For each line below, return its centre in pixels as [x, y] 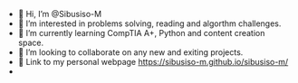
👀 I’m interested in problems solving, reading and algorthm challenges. [149, 23]
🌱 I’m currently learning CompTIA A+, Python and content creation [141, 33]
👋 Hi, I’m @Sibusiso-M [60, 14]
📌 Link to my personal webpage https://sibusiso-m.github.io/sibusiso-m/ [153, 62]
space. [30, 42]
